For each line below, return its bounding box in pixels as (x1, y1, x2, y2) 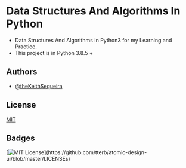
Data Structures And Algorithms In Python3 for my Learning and (14, 36, 172, 44)
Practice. (14, 43, 38, 50)
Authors (6, 67, 38, 77)
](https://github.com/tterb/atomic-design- (44, 149, 147, 156)
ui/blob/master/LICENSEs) (6, 155, 70, 163)
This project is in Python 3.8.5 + (14, 49, 94, 56)
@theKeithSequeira (14, 83, 63, 90)
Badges (6, 133, 35, 143)
